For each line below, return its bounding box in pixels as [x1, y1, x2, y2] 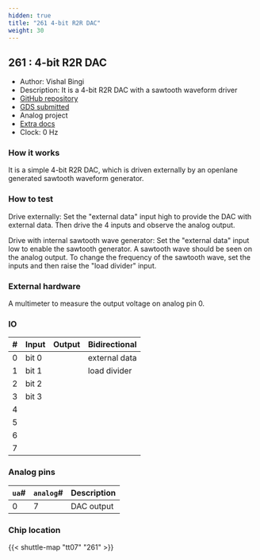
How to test [8, 194, 54, 205]
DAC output [71, 500, 114, 512]
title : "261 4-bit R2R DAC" [8, 19, 101, 27]
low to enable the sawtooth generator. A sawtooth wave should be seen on [8, 244, 252, 253]
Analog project [19, 110, 69, 120]
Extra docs [19, 119, 55, 129]
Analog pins [8, 466, 55, 477]
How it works [8, 148, 60, 159]
